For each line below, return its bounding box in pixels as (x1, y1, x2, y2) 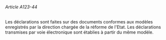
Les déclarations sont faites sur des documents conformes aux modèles (5, 19, 153, 25)
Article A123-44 (5, 4, 38, 10)
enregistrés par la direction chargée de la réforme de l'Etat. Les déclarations (5, 24, 162, 30)
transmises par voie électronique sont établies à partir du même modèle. (5, 29, 154, 35)
